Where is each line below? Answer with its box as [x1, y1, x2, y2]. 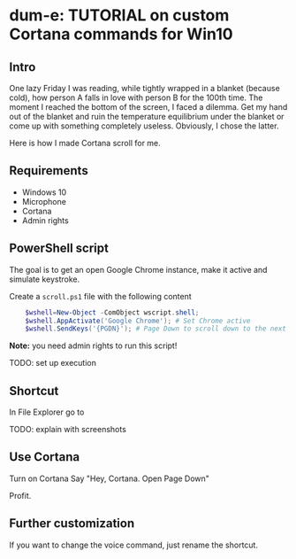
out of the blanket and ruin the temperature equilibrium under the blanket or [9, 112, 285, 121]
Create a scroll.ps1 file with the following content [9, 291, 192, 301]
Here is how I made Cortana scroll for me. [9, 138, 161, 148]
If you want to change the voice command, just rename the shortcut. [9, 540, 259, 550]
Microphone [21, 196, 66, 206]
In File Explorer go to [9, 407, 85, 417]
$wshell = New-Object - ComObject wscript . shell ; [25, 307, 200, 317]
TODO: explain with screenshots [9, 424, 126, 435]
